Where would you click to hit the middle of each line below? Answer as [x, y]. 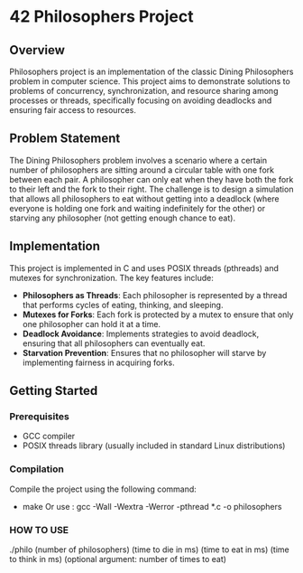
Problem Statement [65, 139]
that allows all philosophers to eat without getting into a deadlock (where [144, 198]
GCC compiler [49, 437]
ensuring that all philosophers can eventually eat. [114, 343]
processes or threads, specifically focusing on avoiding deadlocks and [141, 100]
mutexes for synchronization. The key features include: [112, 277]
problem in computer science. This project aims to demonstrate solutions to [150, 81]
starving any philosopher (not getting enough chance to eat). [123, 218]
